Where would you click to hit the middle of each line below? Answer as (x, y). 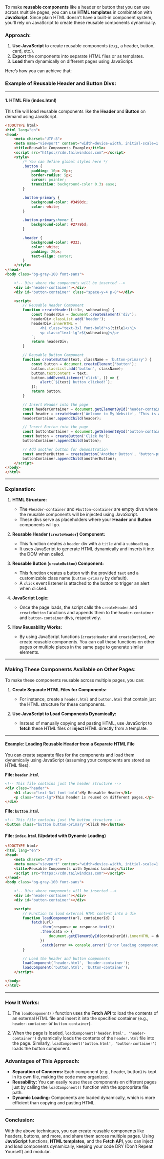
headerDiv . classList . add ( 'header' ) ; (68, 319)
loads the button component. (41, 1049)
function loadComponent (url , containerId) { (69, 918)
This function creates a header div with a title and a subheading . (84, 544)
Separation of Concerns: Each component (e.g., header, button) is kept (84, 1072)
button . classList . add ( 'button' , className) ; (77, 369)
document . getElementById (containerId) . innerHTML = (101, 936)
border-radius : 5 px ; (52, 175)
